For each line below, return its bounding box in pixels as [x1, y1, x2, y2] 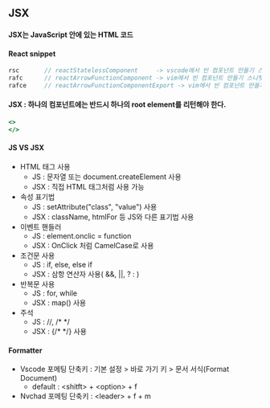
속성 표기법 [19, 192, 55, 202]
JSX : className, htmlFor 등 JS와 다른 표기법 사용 [31, 212, 194, 222]
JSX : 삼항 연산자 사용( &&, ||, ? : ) [31, 269, 140, 279]
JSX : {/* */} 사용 [31, 326, 87, 336]
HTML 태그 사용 [19, 161, 71, 171]
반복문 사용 [19, 279, 55, 288]
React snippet [8, 48, 56, 59]
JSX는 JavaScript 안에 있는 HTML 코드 [8, 30, 134, 39]
